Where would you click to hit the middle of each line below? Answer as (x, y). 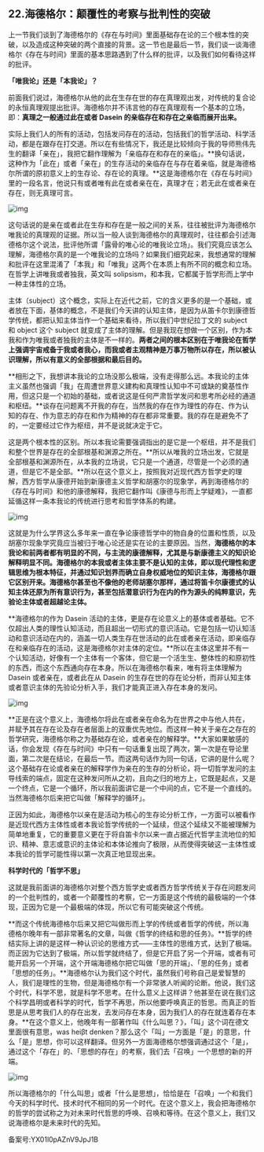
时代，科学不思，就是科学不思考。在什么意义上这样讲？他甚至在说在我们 (132, 992)
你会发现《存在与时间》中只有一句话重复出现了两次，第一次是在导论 (132, 749)
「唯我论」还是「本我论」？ (53, 80)
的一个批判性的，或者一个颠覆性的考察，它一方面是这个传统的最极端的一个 (128, 897)
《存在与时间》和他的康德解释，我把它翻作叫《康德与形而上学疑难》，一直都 (130, 491)
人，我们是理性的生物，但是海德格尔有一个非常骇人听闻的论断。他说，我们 (128, 982)
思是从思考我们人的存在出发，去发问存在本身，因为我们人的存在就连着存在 (128, 1012)
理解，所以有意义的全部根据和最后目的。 (80, 359)
